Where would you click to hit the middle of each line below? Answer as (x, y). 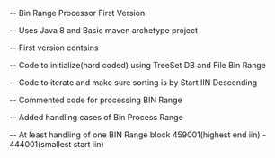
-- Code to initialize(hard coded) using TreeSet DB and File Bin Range (138, 65)
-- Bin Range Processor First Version (77, 13)
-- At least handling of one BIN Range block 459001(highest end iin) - (138, 135)
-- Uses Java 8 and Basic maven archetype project (104, 30)
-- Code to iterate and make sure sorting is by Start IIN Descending (133, 83)
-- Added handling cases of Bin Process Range (97, 117)
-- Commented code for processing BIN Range (96, 100)
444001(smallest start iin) (57, 144)
